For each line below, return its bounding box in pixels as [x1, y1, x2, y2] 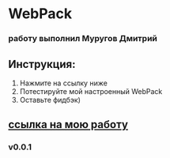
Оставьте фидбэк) [19, 95, 81, 104]
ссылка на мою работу [8, 118, 129, 131]
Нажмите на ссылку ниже [19, 78, 108, 88]
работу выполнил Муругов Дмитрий [8, 33, 158, 44]
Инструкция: [8, 57, 77, 71]
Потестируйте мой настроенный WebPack [19, 86, 163, 96]
